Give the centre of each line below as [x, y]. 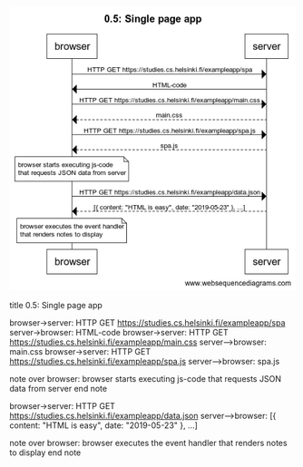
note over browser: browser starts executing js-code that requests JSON [145, 379]
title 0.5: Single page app [56, 306]
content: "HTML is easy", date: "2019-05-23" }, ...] [103, 425]
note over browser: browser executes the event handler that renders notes [148, 443]
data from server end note [58, 389]
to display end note [45, 452]
